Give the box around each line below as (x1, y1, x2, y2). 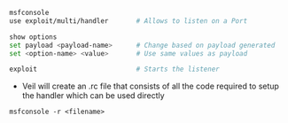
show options (9, 32, 58, 42)
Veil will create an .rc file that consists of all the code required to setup (21, 81, 279, 92)
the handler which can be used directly (21, 90, 166, 101)
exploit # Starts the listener (9, 65, 220, 74)
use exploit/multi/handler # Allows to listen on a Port (9, 16, 248, 26)
